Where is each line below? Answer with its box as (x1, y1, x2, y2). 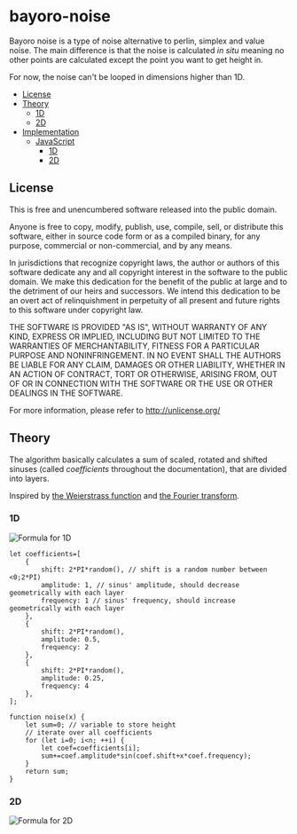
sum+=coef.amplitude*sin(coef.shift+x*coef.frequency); (41, 751, 252, 760)
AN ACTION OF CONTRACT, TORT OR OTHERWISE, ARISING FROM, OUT (9, 368, 277, 379)
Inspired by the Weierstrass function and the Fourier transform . (9, 490, 239, 500)
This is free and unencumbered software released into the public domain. (9, 204, 277, 215)
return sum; (25, 767, 69, 775)
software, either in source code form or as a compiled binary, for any (9, 231, 261, 241)
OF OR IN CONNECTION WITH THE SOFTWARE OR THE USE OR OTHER (9, 378, 273, 389)
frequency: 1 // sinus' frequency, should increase (41, 596, 237, 605)
